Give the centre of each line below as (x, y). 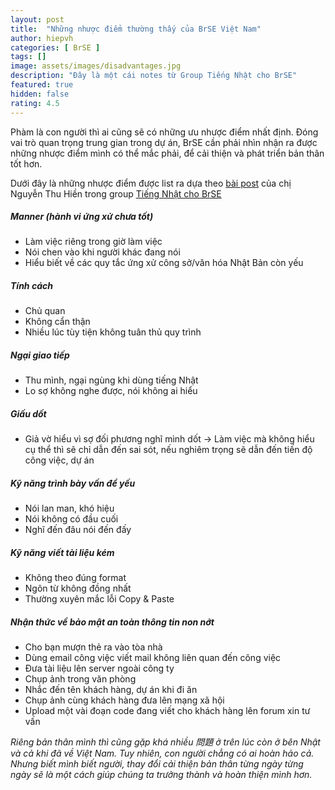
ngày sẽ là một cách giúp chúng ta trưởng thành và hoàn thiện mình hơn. (161, 775)
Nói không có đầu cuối (71, 519)
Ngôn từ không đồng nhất (78, 588)
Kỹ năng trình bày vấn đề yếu (73, 483)
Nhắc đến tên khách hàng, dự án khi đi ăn (111, 690)
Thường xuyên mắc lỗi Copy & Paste (99, 599)
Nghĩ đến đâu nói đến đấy (78, 530)
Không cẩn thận (57, 322)
